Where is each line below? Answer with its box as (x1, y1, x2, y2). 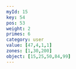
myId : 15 (6, 8, 28, 15)
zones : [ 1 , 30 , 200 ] (6, 48, 52, 54)
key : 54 (6, 14, 26, 20)
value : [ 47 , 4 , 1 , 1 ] (6, 43, 52, 49)
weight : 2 (6, 25, 31, 32)
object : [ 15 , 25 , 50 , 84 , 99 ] (6, 53, 71, 59)
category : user (6, 37, 44, 43)
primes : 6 (6, 31, 31, 37)
